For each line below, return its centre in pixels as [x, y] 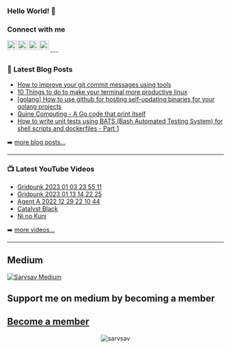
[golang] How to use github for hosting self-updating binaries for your [116, 99]
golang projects [39, 106]
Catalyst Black [37, 208]
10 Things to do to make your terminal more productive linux [102, 91]
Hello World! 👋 [32, 11]
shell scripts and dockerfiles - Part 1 [68, 128]
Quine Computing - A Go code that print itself [81, 113]
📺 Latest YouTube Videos [51, 169]
